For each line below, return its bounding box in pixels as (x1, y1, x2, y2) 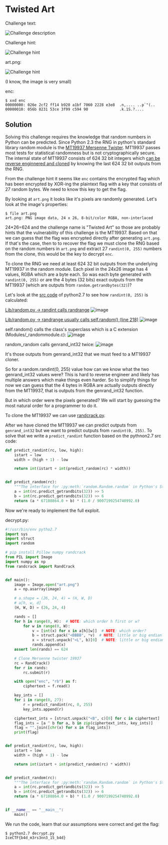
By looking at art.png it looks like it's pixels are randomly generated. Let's (5, 196, 157, 202)
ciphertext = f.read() (23, 684, 70, 689)
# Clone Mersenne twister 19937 (14, 656, 81, 661)
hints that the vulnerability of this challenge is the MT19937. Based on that (5, 230, 157, 236)
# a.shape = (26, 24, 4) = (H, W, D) (14, 596, 93, 601)
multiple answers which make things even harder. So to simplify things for (5, 377, 157, 383)
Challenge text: (5, 20, 36, 26)
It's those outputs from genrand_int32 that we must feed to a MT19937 (5, 351, 151, 357)
